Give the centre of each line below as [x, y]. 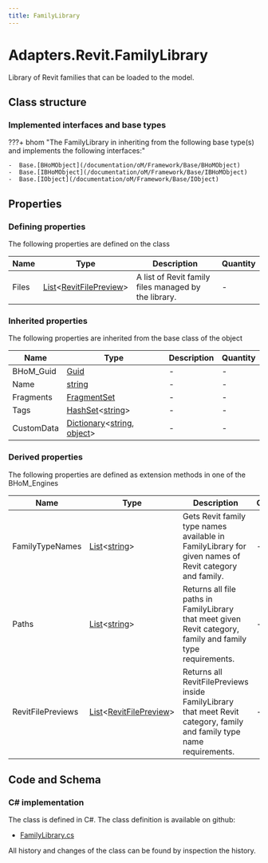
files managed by [168, 286]
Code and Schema [55, 780]
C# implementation [46, 802]
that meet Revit [211, 711]
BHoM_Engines [33, 483]
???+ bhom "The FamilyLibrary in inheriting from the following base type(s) [132, 142]
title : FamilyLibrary [44, 16]
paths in [197, 599]
